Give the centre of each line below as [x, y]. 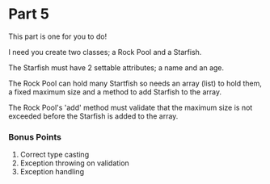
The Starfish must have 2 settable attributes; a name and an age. [116, 67]
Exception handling [52, 172]
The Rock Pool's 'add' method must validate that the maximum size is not [131, 107]
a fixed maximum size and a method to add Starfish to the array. [115, 92]
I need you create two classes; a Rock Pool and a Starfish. [105, 52]
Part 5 [29, 14]
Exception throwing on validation [74, 163]
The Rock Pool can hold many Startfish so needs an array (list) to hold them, [135, 83]
